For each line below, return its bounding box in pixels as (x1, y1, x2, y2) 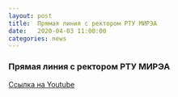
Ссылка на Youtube (8, 79, 75, 89)
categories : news (8, 34, 67, 43)
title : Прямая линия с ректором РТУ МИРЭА (8, 19, 158, 27)
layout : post (8, 11, 53, 20)
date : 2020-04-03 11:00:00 (8, 27, 107, 35)
